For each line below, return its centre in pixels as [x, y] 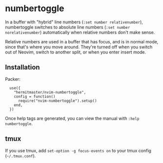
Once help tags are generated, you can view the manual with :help [72, 118]
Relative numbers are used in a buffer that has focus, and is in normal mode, [82, 41]
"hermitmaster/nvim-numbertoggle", [50, 92]
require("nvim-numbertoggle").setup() [57, 101]
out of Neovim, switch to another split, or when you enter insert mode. [76, 52]
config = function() [35, 96]
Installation [22, 67]
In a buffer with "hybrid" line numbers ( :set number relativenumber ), [74, 22]
